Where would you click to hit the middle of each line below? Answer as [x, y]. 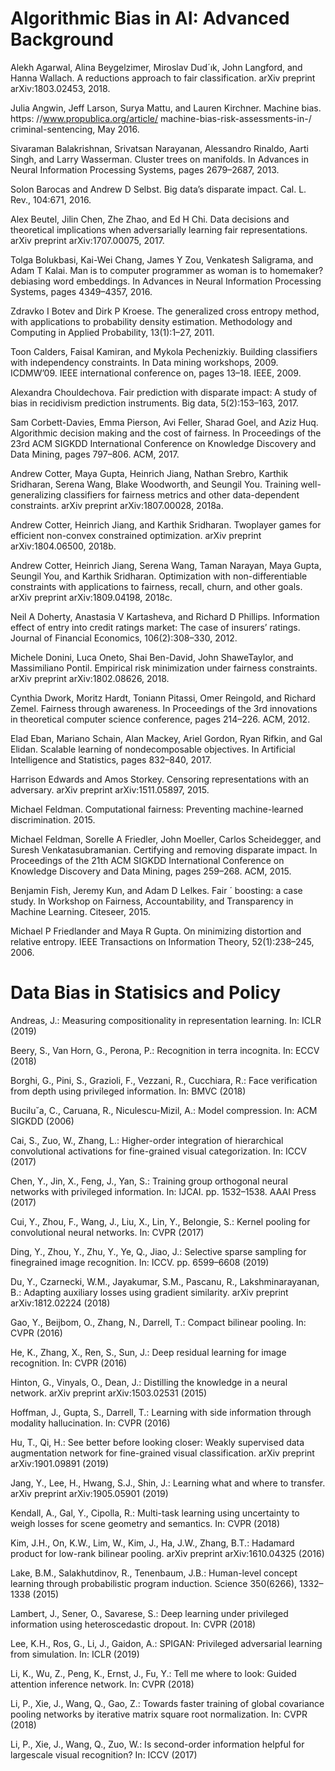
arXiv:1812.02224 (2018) [60, 1303]
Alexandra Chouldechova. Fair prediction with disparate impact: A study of [164, 392]
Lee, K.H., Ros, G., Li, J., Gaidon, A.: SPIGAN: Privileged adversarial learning [166, 1643]
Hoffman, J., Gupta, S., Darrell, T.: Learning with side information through [161, 1412]
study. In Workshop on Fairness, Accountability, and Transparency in [152, 901]
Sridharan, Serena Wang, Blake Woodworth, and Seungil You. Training [154, 484]
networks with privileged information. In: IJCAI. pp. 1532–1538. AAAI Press [163, 1191]
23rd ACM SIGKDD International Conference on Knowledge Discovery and [163, 443]
